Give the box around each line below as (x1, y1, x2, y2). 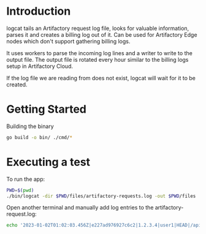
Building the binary (6, 123, 54, 130)
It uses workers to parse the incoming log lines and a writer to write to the (6, 49, 193, 56)
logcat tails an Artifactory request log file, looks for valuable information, (6, 25, 189, 32)
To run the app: (6, 175, 45, 183)
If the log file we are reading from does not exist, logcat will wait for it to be (6, 74, 196, 81)
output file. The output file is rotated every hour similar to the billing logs (6, 56, 189, 63)
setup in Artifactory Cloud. (6, 62, 74, 70)
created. (6, 81, 28, 88)
